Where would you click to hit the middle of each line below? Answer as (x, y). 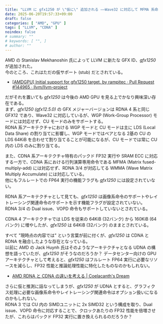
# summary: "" (19, 37)
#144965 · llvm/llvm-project (40, 87)
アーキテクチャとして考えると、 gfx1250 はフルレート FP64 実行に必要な (77, 259)
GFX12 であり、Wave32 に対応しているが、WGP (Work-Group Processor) (79, 115)
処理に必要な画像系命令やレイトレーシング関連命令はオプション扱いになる (83, 292)
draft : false (18, 18)
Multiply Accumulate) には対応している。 (46, 174)
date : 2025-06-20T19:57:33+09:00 (39, 14)
